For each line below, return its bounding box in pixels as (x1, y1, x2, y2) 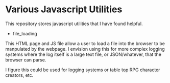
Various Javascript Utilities (5, 4, 123, 15)
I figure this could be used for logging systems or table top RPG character (5, 67, 160, 73)
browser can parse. (5, 56, 46, 63)
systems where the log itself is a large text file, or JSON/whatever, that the (5, 51, 162, 57)
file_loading (12, 30, 37, 36)
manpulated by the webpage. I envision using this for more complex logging (5, 46, 165, 52)
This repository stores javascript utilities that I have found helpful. (5, 20, 143, 27)
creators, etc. (5, 72, 34, 78)
